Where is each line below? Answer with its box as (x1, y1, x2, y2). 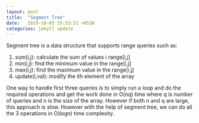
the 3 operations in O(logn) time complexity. (6, 110, 115, 117)
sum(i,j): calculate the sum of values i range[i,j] (14, 53, 130, 61)
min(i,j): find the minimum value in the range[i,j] (14, 60, 131, 67)
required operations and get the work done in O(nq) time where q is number (6, 91, 193, 98)
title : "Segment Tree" (6, 14, 66, 20)
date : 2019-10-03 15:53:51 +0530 (6, 20, 95, 26)
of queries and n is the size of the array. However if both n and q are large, (6, 97, 190, 104)
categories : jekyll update (6, 25, 74, 32)
